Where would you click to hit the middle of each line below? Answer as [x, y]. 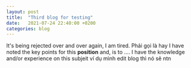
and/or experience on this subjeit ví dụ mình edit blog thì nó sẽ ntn [89, 58]
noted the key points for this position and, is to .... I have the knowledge [96, 52]
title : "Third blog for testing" [50, 17]
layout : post [23, 12]
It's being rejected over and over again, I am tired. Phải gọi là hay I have [95, 46]
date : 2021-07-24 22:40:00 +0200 [51, 23]
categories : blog [28, 29]
